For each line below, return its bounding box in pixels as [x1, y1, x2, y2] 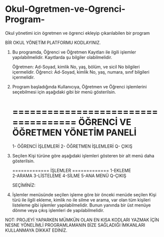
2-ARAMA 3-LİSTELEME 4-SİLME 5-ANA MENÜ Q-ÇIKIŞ [12, 173, 126, 179]
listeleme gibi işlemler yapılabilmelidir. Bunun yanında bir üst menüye [12, 202, 151, 208]
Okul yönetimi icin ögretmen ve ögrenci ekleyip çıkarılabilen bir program [5, 30, 150, 36]
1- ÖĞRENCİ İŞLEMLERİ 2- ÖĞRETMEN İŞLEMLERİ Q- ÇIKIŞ [12, 143, 133, 149]
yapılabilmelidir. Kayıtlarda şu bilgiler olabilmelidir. [12, 54, 113, 60]
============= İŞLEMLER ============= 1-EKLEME [12, 167, 131, 173]
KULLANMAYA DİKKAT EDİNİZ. [5, 227, 68, 233]
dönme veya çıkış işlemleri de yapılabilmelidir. [12, 207, 104, 213]
